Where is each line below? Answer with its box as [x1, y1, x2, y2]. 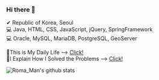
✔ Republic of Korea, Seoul [6, 19, 73, 26]
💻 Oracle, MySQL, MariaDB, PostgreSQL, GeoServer [6, 35, 137, 42]
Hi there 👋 [6, 5, 36, 14]
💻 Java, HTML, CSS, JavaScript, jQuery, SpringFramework [6, 26, 153, 33]
